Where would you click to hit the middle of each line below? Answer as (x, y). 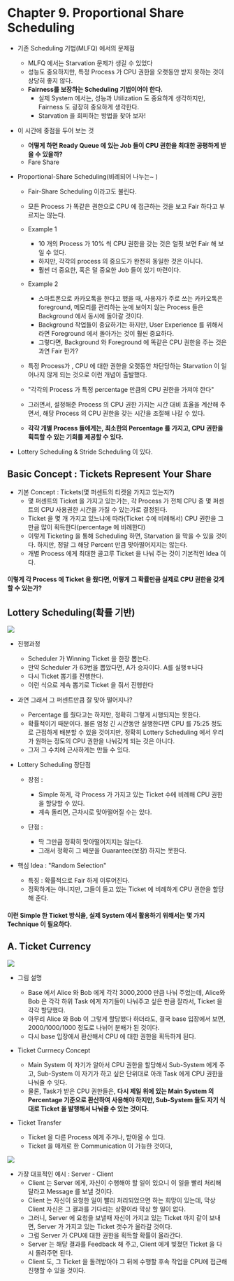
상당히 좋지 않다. (50, 80)
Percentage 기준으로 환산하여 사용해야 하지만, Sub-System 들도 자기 (123, 1099)
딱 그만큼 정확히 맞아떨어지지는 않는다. (90, 842)
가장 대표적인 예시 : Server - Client (65, 1174)
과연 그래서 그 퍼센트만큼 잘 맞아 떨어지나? (75, 700)
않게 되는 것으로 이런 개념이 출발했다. (97, 374)
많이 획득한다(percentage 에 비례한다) (93, 527)
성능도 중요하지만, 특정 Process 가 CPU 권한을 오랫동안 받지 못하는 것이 (126, 72)
